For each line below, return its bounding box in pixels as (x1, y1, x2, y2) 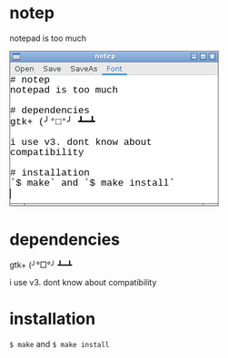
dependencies (9, 229, 121, 250)
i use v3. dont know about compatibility (9, 276, 157, 287)
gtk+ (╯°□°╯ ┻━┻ (9, 259, 73, 270)
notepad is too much (9, 33, 87, 44)
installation (9, 309, 96, 329)
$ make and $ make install (9, 338, 110, 349)
